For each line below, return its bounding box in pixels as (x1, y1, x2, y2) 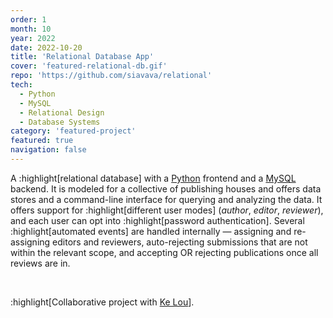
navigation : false (10, 145, 87, 155)
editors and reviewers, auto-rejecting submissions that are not (52, 236, 308, 248)
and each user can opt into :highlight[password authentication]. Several (10, 214, 305, 226)
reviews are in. (10, 257, 71, 269)
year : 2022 (10, 33, 56, 43)
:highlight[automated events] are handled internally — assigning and (10, 225, 292, 237)
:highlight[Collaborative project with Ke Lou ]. (10, 296, 195, 308)
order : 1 (10, 14, 47, 25)
